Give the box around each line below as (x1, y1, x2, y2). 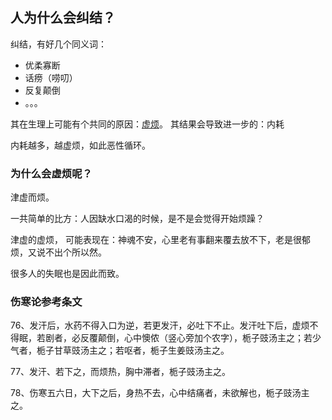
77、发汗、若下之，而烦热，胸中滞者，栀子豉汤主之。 (10, 366, 232, 378)
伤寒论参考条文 (10, 295, 83, 309)
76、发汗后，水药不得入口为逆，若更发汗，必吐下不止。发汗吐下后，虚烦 (10, 319, 310, 332)
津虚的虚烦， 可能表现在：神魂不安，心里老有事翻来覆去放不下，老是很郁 (10, 234, 311, 246)
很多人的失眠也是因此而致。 (10, 268, 125, 280)
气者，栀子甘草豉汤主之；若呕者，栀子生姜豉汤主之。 (10, 344, 230, 357)
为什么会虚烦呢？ (10, 166, 93, 180)
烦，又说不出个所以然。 (10, 246, 107, 258)
